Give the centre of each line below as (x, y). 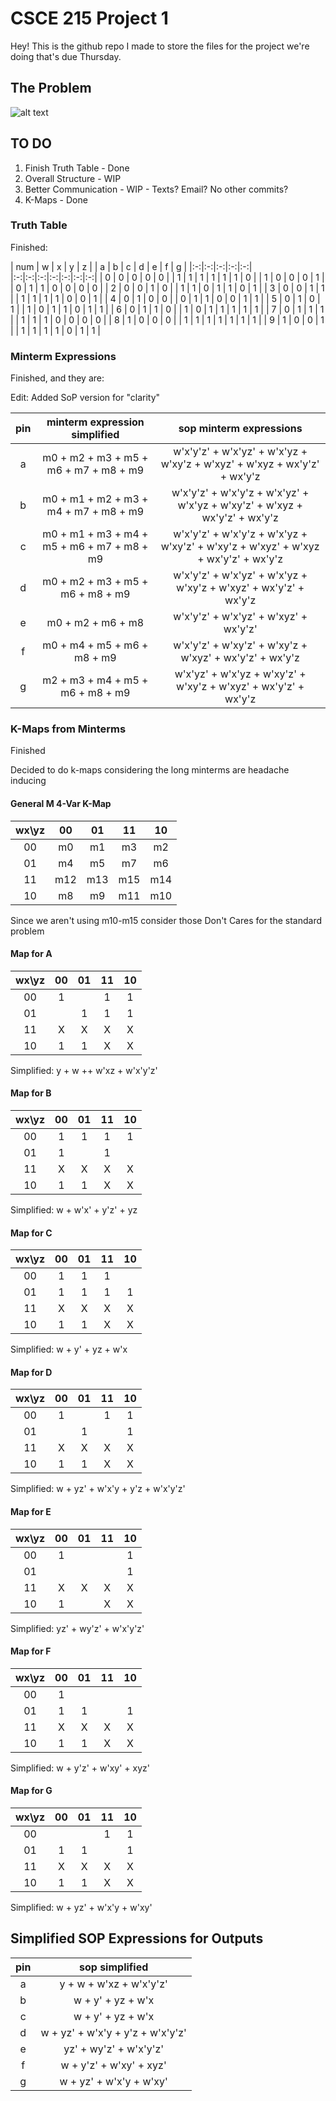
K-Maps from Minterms (68, 729)
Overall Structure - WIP (73, 178)
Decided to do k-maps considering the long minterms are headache (150, 770)
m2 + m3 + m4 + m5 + (95, 680)
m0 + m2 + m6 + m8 (95, 623)
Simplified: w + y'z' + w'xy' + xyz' (80, 1768)
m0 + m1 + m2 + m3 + (95, 499)
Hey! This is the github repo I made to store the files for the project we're (160, 46)
